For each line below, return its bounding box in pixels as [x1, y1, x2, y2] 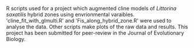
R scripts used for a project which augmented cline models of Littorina [6, 5, 177, 12]
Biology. [6, 36, 26, 42]
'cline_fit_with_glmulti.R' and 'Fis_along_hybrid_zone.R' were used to [6, 17, 172, 24]
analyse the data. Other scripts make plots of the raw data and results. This [6, 23, 188, 30]
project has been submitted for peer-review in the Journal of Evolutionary [6, 29, 184, 36]
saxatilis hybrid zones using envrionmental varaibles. [6, 11, 135, 18]
